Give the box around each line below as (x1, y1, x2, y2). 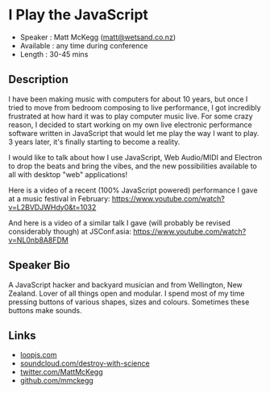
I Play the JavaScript (8, 6, 149, 24)
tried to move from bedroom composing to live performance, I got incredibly (8, 102, 261, 112)
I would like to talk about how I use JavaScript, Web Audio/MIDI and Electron (8, 152, 263, 162)
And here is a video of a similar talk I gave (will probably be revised (8, 217, 231, 227)
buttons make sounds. (8, 305, 82, 315)
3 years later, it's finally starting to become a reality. (8, 137, 181, 147)
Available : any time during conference (19, 40, 148, 50)
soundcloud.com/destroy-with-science (19, 358, 151, 368)
